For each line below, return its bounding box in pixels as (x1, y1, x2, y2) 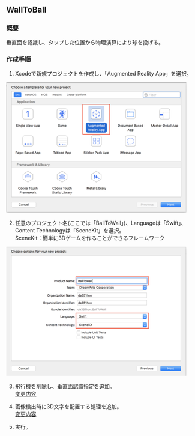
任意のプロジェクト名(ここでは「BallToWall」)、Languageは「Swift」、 (14, 219, 187, 226)
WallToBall (6, 5, 47, 15)
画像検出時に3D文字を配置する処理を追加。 (14, 403, 122, 410)
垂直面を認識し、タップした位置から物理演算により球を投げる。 (6, 38, 164, 46)
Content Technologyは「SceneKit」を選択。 (14, 226, 125, 234)
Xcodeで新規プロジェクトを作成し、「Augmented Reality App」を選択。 (14, 70, 192, 77)
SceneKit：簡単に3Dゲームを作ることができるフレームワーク (14, 234, 165, 241)
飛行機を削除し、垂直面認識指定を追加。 (14, 383, 115, 390)
